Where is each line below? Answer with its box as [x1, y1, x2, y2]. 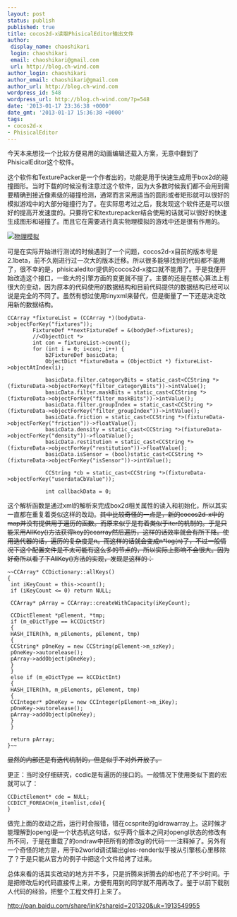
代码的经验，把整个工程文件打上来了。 [13, 887, 125, 896]
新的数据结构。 [13, 300, 57, 309]
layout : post [7, 10, 46, 18]
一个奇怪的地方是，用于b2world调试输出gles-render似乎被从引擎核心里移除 [7, 845, 226, 854]
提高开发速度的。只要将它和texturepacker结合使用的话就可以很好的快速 [19, 208, 227, 217]
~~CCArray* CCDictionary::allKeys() [7, 569, 115, 576]
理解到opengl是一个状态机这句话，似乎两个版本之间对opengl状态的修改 [13, 828, 221, 836]
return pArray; [10, 736, 55, 744]
